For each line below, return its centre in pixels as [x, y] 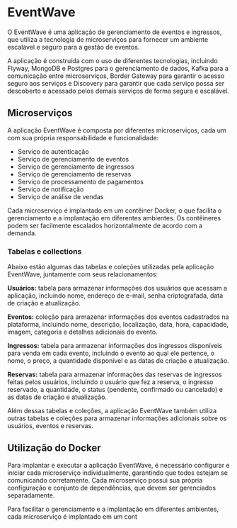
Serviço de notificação [51, 189]
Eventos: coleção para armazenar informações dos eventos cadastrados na [118, 317]
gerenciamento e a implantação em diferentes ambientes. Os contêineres [114, 218]
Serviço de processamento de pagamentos [80, 181]
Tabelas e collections [45, 251]
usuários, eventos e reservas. [50, 426]
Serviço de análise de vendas [60, 196]
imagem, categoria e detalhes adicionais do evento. [82, 332]
